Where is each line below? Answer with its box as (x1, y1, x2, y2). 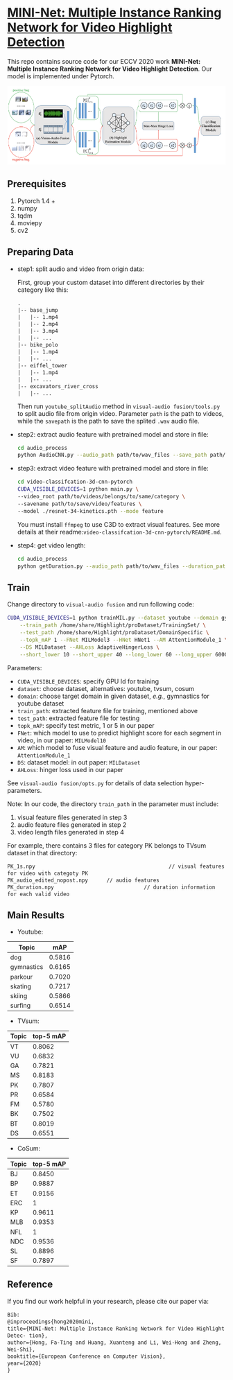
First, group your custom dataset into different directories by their (17, 278, 205, 286)
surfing (10, 1002, 31, 1010)
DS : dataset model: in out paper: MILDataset (17, 758, 141, 767)
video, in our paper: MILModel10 (17, 736, 106, 744)
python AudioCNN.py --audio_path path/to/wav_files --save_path (17, 452, 207, 459)
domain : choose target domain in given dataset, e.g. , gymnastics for (17, 692, 210, 700)
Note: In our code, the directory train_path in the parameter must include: (7, 799, 219, 808)
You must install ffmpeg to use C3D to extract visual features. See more (17, 520, 221, 528)
